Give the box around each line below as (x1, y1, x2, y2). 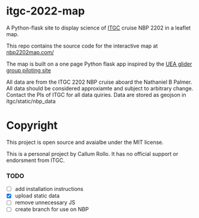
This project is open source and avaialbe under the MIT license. (6, 139, 164, 146)
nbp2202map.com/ (6, 48, 54, 55)
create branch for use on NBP (14, 206, 89, 213)
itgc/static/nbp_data (6, 98, 56, 105)
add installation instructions (14, 185, 84, 193)
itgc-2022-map (6, 4, 85, 18)
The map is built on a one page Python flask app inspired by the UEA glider (6, 60, 192, 67)
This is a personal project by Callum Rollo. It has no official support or (6, 150, 179, 157)
